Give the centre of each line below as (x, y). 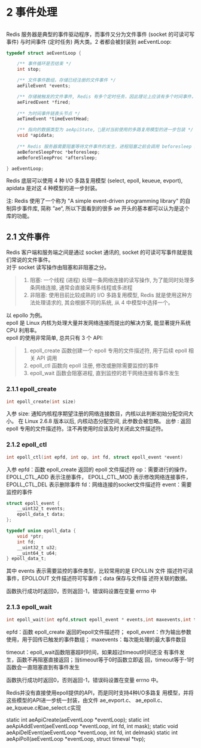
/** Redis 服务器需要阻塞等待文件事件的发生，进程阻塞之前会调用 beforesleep (104, 146)
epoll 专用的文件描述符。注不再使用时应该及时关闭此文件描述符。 (86, 429)
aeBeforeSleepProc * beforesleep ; (59, 152)
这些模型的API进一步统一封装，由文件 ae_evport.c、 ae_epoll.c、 (86, 700)
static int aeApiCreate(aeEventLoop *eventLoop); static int (78, 719)
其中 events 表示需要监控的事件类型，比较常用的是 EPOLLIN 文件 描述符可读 (100, 571)
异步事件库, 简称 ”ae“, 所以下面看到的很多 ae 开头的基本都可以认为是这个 (100, 208)
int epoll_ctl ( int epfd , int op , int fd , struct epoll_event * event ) (95, 457)
